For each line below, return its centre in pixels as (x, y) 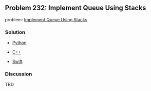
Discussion (19, 74)
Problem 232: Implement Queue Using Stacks (75, 8)
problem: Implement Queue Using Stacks (46, 19)
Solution (15, 32)
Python (19, 43)
